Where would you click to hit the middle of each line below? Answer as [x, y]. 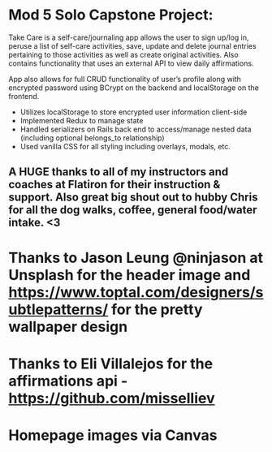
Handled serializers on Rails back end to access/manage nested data [136, 129]
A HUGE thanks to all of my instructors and [119, 172]
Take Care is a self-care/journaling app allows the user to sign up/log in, [129, 37]
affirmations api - [68, 381]
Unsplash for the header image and [130, 275]
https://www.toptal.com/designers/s [136, 292]
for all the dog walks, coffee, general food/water [133, 210]
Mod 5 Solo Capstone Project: [111, 15]
